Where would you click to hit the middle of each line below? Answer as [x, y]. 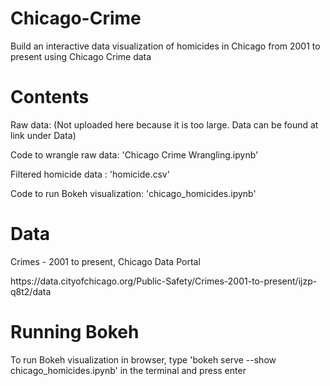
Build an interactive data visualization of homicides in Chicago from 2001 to [165, 46]
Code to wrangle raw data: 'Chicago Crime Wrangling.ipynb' [134, 154]
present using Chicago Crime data [81, 56]
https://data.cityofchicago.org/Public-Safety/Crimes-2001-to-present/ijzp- [164, 281]
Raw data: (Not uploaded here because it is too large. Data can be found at [164, 124]
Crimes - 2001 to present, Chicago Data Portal [105, 261]
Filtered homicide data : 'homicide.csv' [90, 174]
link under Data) [43, 135]
